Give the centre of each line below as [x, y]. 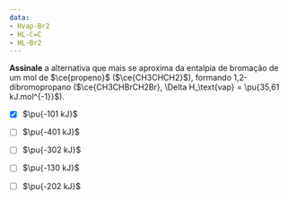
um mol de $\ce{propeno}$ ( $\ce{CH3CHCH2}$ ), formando [120, 78]
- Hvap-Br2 [30, 26]
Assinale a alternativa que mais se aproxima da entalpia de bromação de [144, 68]
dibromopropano [40, 87]
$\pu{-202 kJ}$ [52, 186]
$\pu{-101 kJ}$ [50, 114]
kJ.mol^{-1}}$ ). [37, 97]
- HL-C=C [26, 34]
